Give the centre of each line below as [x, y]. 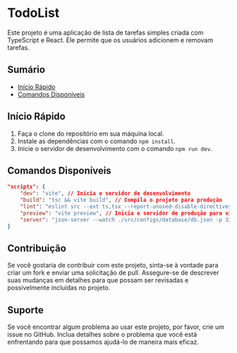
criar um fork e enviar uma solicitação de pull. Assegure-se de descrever [114, 273]
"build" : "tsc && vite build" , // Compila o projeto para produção [121, 200]
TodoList [34, 13]
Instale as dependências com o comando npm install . [97, 141]
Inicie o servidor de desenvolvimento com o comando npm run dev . [115, 148]
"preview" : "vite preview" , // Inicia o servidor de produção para [121, 213]
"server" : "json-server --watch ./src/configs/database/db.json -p [121, 220]
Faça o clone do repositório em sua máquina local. [91, 133]
